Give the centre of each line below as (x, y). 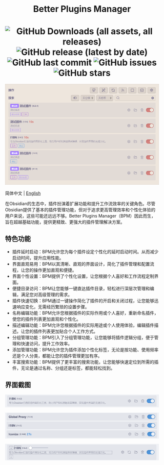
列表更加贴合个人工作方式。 (70, 331)
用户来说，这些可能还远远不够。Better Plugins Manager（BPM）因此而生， (81, 216)
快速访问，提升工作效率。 (46, 343)
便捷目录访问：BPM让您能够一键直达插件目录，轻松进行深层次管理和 (81, 288)
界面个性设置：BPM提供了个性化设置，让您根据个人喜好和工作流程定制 (83, 276)
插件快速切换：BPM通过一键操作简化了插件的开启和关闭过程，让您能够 (83, 300)
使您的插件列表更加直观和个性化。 (46, 319)
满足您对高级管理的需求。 (46, 294)
